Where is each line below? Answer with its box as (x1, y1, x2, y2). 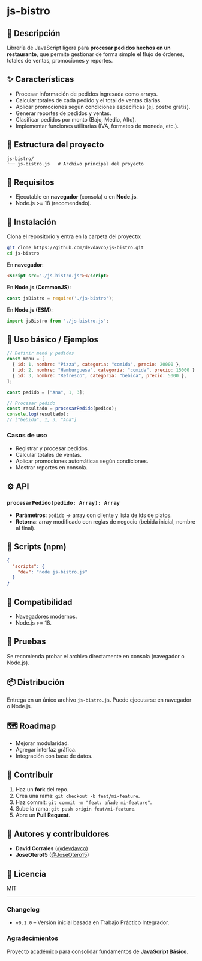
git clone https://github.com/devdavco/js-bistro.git (7, 245, 144, 251)
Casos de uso (7, 431, 47, 439)
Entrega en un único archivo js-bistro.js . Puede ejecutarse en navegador (7, 696, 192, 703)
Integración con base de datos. (15, 752, 93, 759)
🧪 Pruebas (7, 637, 46, 647)
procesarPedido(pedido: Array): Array (7, 499, 120, 506)
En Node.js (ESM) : (7, 306, 53, 314)
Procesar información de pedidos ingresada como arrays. (15, 90, 158, 97)
